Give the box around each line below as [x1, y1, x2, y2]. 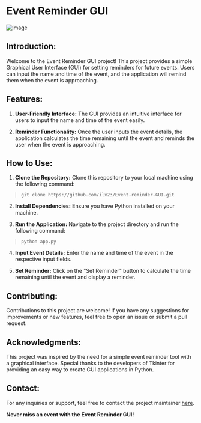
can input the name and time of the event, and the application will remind [6, 70, 187, 78]
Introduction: [6, 41, 56, 52]
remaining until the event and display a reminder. [14, 273, 136, 281]
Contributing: [6, 291, 58, 301]
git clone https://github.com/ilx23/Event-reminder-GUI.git [20, 192, 175, 198]
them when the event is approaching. [6, 76, 98, 84]
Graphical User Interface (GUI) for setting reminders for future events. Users [6, 64, 195, 71]
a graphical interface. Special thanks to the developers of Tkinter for [6, 359, 175, 367]
